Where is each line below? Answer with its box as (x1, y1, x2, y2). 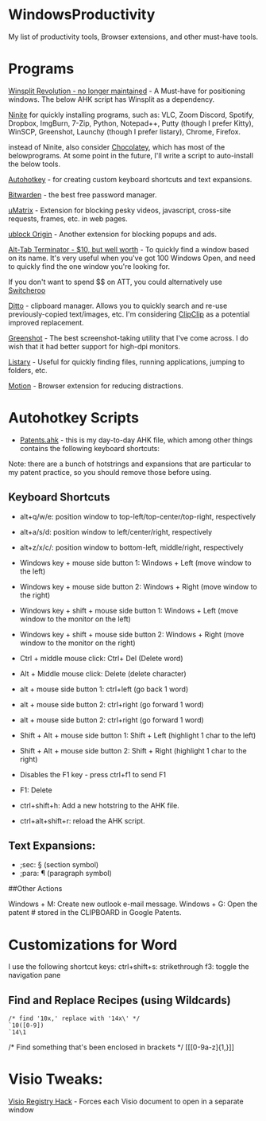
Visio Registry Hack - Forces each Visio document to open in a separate (8, 1096, 244, 1107)
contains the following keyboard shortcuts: (19, 443, 160, 453)
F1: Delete (19, 785, 53, 795)
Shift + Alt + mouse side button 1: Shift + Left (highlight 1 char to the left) (19, 730, 256, 740)
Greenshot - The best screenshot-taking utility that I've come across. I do (8, 333, 249, 343)
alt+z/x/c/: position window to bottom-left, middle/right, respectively (19, 543, 244, 552)
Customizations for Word (8, 936, 178, 954)
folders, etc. (8, 365, 48, 375)
